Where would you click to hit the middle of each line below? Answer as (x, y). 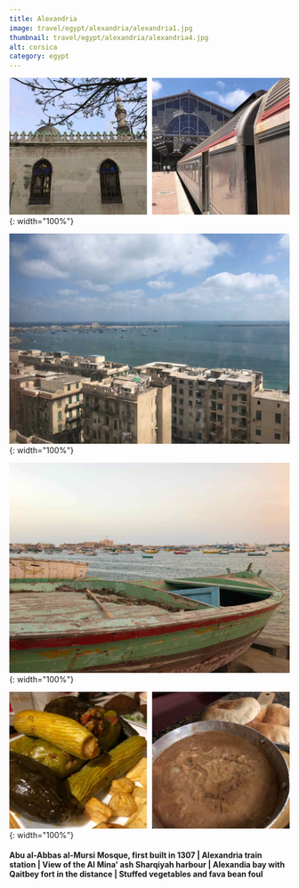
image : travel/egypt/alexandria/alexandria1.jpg (101, 28)
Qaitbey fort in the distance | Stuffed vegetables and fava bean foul (136, 874)
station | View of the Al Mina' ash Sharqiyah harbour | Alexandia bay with (147, 865)
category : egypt (39, 57)
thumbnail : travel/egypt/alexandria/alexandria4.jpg (109, 37)
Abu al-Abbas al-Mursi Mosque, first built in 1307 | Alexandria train (136, 855)
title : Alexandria (43, 19)
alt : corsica (33, 47)
